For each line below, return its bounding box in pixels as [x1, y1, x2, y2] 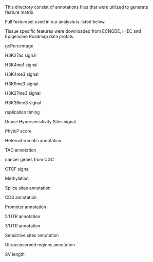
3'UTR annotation [5, 223, 40, 229]
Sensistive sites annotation [5, 232, 59, 238]
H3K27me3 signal [5, 90, 41, 96]
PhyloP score [5, 128, 32, 134]
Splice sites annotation [5, 185, 51, 191]
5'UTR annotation [5, 214, 40, 219]
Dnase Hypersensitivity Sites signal [5, 119, 76, 124]
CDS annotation [5, 195, 37, 200]
